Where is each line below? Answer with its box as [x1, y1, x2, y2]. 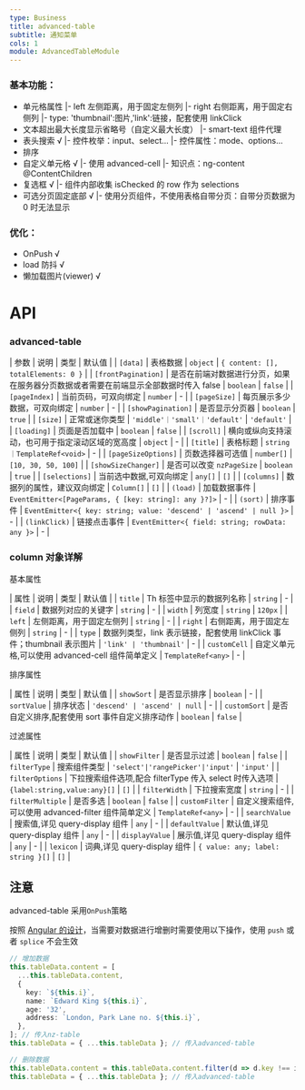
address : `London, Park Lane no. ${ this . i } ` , [25, 1014, 202, 1023]
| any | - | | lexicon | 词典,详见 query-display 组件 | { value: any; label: [9, 841, 280, 852]
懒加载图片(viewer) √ [22, 270, 102, 281]
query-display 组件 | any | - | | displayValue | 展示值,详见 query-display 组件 [9, 829, 292, 840]
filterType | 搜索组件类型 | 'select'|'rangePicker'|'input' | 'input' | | [9, 761, 280, 772]
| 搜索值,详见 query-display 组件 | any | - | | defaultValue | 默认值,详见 [9, 818, 270, 829]
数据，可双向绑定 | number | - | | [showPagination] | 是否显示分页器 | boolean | [9, 402, 296, 414]
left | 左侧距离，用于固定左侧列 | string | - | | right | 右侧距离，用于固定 [9, 615, 282, 626]
